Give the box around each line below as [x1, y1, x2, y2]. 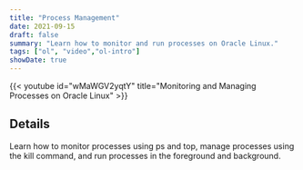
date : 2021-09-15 [9, 22, 76, 31]
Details [9, 116, 50, 132]
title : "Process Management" [9, 13, 120, 23]
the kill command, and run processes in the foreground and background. [9, 150, 281, 161]
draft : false [9, 30, 59, 39]
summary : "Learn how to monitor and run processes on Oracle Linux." [9, 38, 279, 48]
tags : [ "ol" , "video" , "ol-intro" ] [9, 47, 141, 56]
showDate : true [9, 55, 67, 65]
